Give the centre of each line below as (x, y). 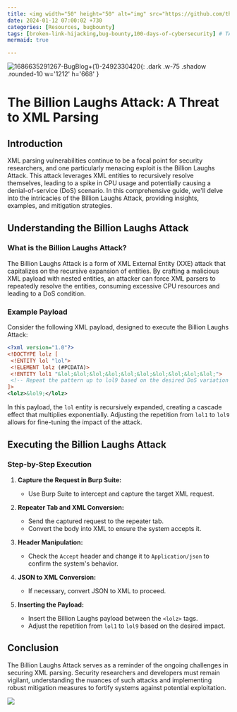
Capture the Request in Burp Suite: (69, 480)
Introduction (35, 143)
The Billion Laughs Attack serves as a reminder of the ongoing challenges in (118, 665)
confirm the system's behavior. (73, 564)
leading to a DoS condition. (47, 293)
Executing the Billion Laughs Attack (87, 444)
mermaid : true (28, 40)
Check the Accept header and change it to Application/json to (119, 556)
